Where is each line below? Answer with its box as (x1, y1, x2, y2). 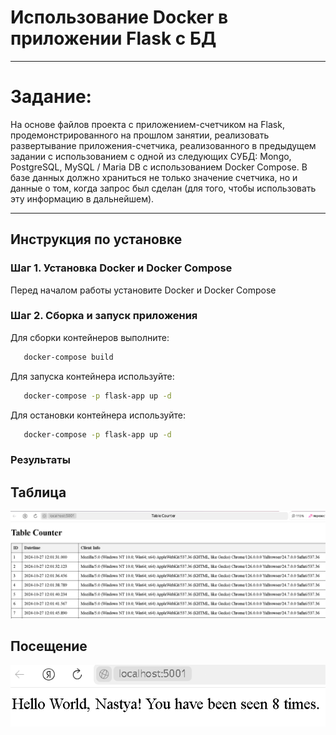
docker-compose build (23, 352, 114, 362)
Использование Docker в (10, 6, 229, 29)
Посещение (10, 637, 88, 655)
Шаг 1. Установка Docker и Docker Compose (10, 261, 233, 275)
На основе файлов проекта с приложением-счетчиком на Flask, (10, 118, 285, 130)
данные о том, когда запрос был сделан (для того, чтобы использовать (10, 182, 317, 194)
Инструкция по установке (10, 231, 183, 248)
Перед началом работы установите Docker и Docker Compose (10, 284, 277, 296)
